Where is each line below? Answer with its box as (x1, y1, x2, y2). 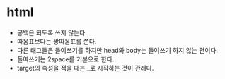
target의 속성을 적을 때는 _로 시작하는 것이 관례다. (16, 63, 154, 72)
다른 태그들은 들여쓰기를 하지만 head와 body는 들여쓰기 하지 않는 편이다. (16, 46, 219, 54)
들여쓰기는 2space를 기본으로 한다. (16, 54, 115, 63)
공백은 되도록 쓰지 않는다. (16, 28, 88, 37)
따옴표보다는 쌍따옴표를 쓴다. (16, 37, 97, 46)
